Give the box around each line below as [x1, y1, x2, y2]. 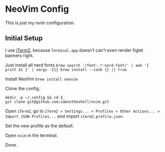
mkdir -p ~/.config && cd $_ [5, 95, 65, 100]
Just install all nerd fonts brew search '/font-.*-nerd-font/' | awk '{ [5, 62, 149, 68]
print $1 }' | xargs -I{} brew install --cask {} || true [5, 67, 127, 72]
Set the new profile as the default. [5, 122, 74, 129]
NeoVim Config [5, 3, 69, 15]
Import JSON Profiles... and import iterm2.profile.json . [5, 113, 124, 119]
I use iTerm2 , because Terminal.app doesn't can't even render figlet [5, 47, 143, 53]
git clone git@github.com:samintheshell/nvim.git [5, 99, 110, 104]
